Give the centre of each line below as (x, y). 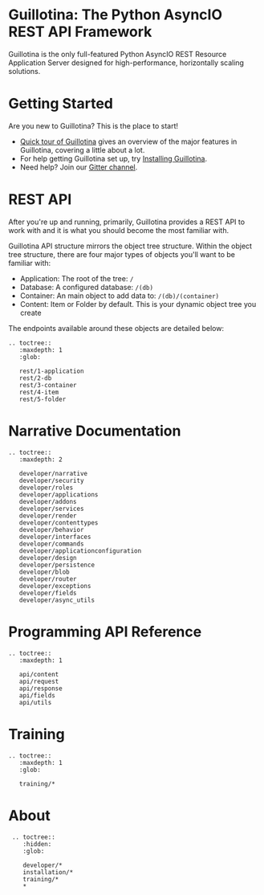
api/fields (37, 695)
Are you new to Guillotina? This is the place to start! (93, 125)
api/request (39, 681)
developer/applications (59, 494)
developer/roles (46, 488)
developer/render (48, 516)
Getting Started (61, 104)
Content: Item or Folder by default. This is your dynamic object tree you (138, 304)
